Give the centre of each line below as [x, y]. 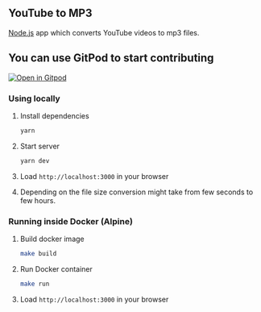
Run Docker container [56, 268]
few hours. [38, 200]
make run [35, 284]
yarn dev [35, 160]
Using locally [34, 98]
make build [38, 253]
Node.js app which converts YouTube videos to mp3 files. [104, 32]
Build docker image [52, 239]
